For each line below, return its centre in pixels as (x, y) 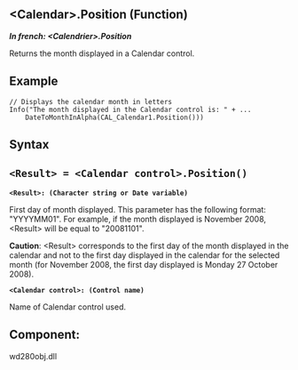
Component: (45, 335)
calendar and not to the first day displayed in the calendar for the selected (145, 255)
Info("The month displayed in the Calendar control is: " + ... (130, 109)
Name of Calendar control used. (68, 307)
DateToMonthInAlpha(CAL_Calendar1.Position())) (114, 117)
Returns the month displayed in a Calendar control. (102, 53)
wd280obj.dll (33, 356)
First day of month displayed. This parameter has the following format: (137, 209)
